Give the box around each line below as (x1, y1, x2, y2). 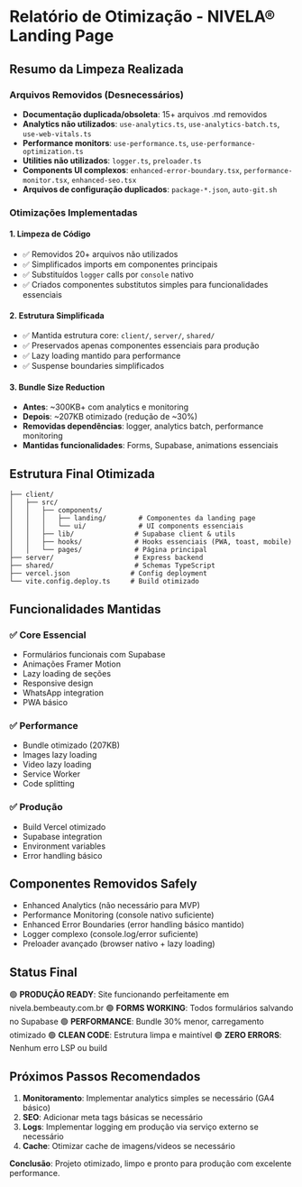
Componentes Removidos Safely (9, 876, 197, 891)
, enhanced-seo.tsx (67, 174, 137, 185)
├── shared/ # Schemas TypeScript (9, 561, 216, 570)
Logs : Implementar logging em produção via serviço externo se (22, 1121, 259, 1132)
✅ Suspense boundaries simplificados (22, 361, 165, 372)
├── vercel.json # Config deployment (9, 569, 207, 578)
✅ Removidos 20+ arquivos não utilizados (22, 249, 178, 259)
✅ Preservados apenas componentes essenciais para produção (22, 340, 260, 351)
